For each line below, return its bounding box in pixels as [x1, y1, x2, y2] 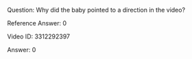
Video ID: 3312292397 [7, 32, 71, 40]
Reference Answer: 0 [7, 19, 67, 27]
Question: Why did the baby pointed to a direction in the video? [7, 6, 186, 14]
